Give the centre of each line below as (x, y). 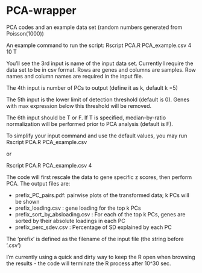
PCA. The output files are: (38, 183)
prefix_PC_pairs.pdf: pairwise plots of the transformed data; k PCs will (102, 195)
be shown (27, 201)
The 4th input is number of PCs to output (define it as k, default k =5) (92, 87)
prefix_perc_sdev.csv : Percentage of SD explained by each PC (93, 227)
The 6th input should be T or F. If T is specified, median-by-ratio (86, 118)
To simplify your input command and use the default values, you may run (97, 136)
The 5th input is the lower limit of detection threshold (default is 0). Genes (98, 99)
